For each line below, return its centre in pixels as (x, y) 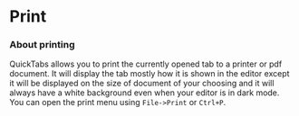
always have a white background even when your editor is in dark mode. (145, 93)
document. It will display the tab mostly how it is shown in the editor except (149, 74)
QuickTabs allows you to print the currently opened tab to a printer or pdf (146, 64)
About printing (42, 45)
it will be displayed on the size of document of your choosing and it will (142, 84)
